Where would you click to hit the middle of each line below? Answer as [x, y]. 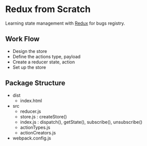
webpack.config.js [32, 138]
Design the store [30, 51]
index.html [31, 100]
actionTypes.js [35, 127]
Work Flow [22, 39]
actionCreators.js [38, 132]
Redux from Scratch [48, 9]
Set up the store [29, 67]
